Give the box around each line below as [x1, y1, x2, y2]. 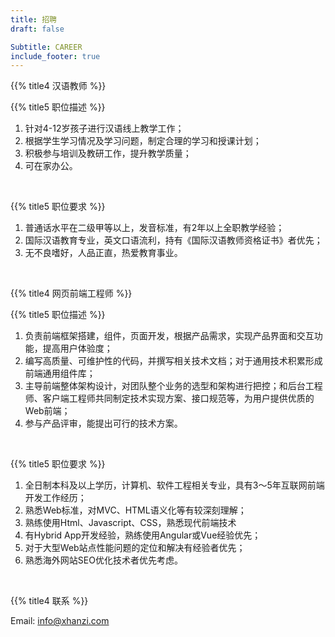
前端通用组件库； [24, 367, 96, 380]
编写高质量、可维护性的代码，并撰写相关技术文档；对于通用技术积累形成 [24, 355, 323, 367]
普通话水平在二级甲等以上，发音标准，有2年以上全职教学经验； [24, 222, 285, 234]
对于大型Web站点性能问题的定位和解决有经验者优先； [24, 542, 246, 554]
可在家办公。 [24, 160, 78, 172]
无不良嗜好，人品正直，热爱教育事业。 [24, 247, 183, 259]
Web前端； [24, 405, 71, 417]
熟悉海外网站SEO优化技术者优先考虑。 [24, 554, 183, 566]
